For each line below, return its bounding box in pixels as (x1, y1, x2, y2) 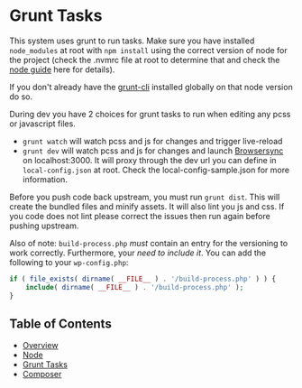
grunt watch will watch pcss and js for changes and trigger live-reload (22, 135, 283, 146)
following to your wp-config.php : (9, 256, 129, 267)
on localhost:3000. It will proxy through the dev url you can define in (22, 154, 277, 165)
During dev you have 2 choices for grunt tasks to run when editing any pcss (9, 108, 291, 119)
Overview (22, 340, 59, 351)
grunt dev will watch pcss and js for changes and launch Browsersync (22, 145, 284, 156)
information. (22, 173, 68, 185)
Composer (22, 369, 62, 380)
